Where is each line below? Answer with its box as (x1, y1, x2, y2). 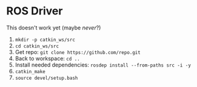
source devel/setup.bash (15, 75, 78, 81)
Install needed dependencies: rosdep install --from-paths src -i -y (15, 61, 191, 68)
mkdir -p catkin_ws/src (15, 37, 76, 43)
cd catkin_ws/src (15, 43, 59, 49)
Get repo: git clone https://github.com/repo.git (15, 48, 141, 55)
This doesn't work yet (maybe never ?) (6, 24, 101, 31)
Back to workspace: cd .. (15, 55, 80, 62)
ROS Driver (6, 4, 63, 18)
